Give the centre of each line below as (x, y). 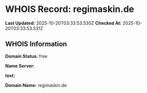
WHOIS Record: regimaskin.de (70, 9)
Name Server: (20, 65)
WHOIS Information (36, 44)
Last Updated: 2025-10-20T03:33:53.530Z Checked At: (63, 23)
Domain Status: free (26, 56)
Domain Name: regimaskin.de (36, 85)
